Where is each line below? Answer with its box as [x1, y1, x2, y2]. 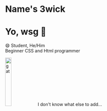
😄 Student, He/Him [5, 43, 45, 49]
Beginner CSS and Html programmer [5, 48, 81, 54]
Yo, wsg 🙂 [5, 26, 46, 38]
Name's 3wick [5, 3, 66, 15]
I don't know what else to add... [37, 102, 102, 108]
